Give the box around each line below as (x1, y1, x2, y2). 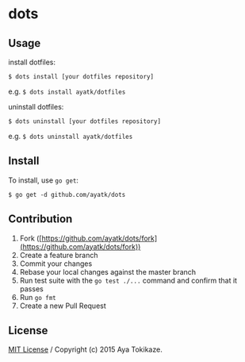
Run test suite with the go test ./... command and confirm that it (19, 275, 238, 285)
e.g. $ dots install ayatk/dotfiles (8, 87, 126, 96)
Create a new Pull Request (19, 301, 107, 310)
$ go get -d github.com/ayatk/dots (8, 191, 126, 198)
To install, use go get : (8, 175, 79, 185)
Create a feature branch (19, 250, 98, 260)
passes (19, 283, 44, 294)
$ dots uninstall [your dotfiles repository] (8, 117, 161, 125)
